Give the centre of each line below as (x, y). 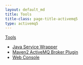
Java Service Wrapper (35, 47)
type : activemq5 (22, 23)
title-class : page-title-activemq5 (41, 19)
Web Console (26, 58)
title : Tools (18, 14)
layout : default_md (25, 10)
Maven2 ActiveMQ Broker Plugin (45, 52)
